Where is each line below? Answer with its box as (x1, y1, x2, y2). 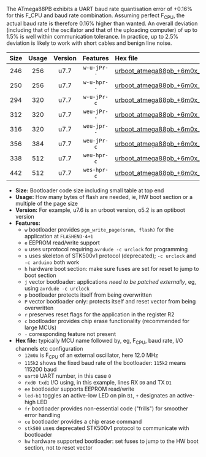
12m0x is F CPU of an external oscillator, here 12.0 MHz (24, 351, 158, 360)
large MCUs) (24, 324, 57, 331)
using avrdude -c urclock (24, 284, 90, 292)
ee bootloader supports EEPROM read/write (24, 385, 135, 393)
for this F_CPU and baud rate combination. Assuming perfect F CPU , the (6, 12, 185, 20)
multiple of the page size (15, 200, 78, 207)
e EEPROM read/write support (24, 239, 100, 246)
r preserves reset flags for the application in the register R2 (24, 310, 175, 318)
